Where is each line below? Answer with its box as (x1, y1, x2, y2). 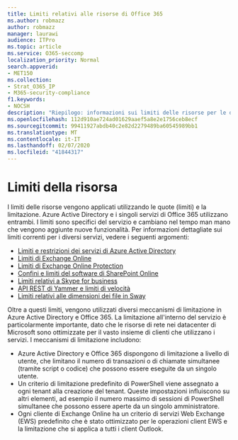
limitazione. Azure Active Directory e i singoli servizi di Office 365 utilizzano (7, 210, 228, 218)
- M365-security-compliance (7, 89, 91, 96)
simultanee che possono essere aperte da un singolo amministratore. (17, 402, 220, 410)
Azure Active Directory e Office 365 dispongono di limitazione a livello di (17, 349, 229, 358)
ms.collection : (7, 76, 52, 84)
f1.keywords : (7, 96, 46, 103)
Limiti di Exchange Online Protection (17, 261, 124, 270)
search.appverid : (7, 63, 59, 70)
